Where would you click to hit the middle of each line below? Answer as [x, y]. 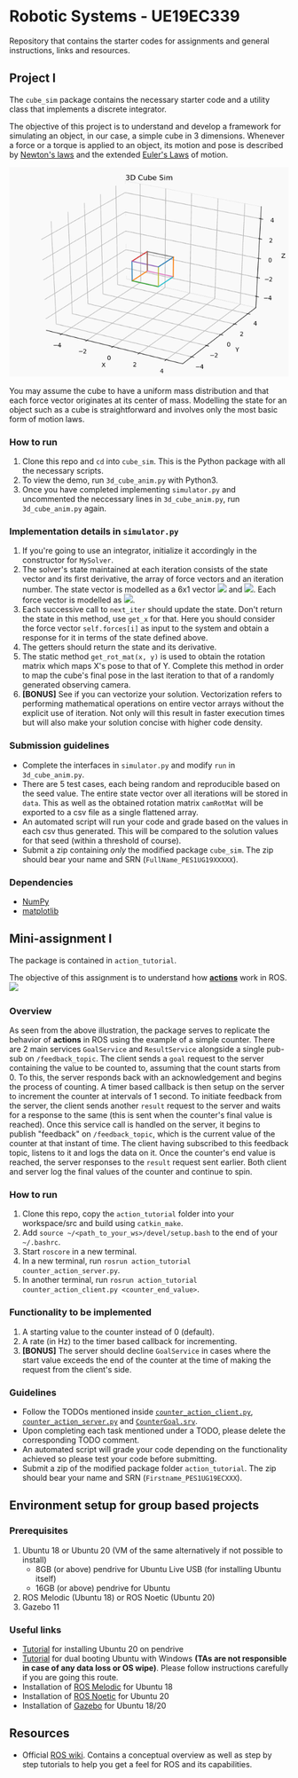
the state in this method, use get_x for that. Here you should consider [149, 619]
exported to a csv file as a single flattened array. [110, 812]
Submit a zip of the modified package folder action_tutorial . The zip [149, 1468]
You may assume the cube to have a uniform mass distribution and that [139, 390]
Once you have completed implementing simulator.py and [129, 490]
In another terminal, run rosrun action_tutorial [110, 1280]
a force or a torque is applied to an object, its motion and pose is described [146, 145]
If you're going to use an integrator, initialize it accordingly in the [139, 551]
